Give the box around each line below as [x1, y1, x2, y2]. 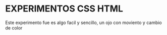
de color [5, 24, 23, 30]
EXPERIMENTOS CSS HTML [5, 3, 124, 14]
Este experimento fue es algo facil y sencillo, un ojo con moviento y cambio [5, 19, 162, 25]
